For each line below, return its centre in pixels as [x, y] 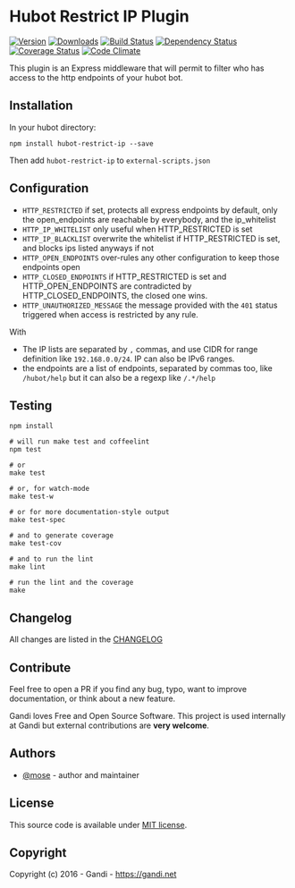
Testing [31, 406]
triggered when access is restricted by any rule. [110, 314]
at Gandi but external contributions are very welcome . [110, 725]
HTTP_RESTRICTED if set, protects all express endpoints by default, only [150, 210]
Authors [33, 753]
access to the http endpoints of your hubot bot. [96, 77]
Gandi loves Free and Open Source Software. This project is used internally [147, 716]
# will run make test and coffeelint [80, 442]
